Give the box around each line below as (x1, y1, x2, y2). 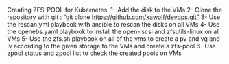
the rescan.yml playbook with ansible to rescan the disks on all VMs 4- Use (7, 20, 220, 28)
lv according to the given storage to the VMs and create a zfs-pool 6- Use (7, 42, 216, 50)
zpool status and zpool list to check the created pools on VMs (7, 49, 182, 57)
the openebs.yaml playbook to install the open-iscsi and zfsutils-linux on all (7, 27, 220, 35)
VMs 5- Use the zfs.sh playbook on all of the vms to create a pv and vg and (7, 35, 221, 43)
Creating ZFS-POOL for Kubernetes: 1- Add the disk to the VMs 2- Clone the (7, 6, 223, 14)
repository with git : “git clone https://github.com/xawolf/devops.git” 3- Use (7, 13, 221, 21)
